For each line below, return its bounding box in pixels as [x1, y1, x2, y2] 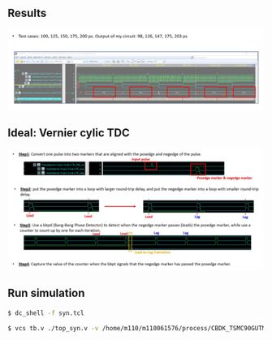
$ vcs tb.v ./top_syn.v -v [7, 325, 99, 333]
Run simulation [7, 286, 85, 300]
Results [7, 6, 47, 20]
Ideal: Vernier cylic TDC [7, 126, 131, 140]
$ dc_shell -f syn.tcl [7, 308, 84, 317]
